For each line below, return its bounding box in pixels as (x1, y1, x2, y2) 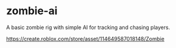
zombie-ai (6, 4, 58, 18)
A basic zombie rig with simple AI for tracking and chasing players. (6, 24, 170, 31)
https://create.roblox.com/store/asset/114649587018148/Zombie (6, 35, 165, 42)
